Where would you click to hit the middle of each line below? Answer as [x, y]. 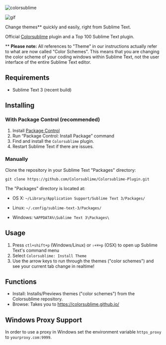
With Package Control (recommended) [53, 119]
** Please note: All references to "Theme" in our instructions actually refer [81, 46]
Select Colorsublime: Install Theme [49, 255]
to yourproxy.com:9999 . [28, 337]
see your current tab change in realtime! [53, 266]
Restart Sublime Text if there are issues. [53, 146]
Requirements [27, 78]
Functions [21, 282]
